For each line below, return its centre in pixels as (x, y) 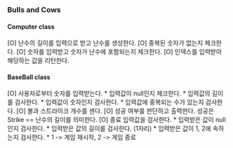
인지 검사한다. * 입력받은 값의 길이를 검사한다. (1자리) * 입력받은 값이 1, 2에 (109, 128)
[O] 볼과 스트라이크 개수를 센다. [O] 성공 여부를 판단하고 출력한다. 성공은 (115, 111)
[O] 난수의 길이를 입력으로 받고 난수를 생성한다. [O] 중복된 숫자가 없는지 (105, 43)
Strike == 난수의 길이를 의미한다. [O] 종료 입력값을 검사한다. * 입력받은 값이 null (116, 120)
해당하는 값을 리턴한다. (38, 60)
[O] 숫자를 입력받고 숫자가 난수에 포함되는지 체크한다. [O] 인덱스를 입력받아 (119, 52)
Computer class (31, 27)
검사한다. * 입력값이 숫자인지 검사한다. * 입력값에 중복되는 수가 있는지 (109, 102)
